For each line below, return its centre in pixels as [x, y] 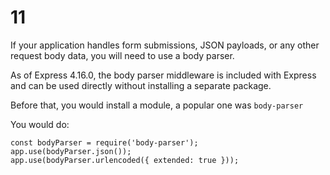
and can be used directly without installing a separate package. [141, 85]
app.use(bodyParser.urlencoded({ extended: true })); [125, 160]
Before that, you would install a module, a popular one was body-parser [157, 105]
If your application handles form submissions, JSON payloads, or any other [165, 45]
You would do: [40, 124]
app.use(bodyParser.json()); [71, 151]
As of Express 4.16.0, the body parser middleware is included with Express [163, 75]
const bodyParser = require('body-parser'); [104, 142]
